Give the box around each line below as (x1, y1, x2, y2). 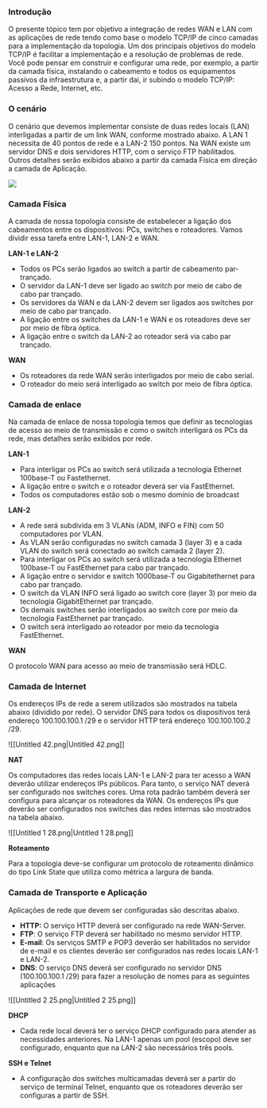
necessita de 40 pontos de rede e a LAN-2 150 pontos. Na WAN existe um (8, 138, 251, 148)
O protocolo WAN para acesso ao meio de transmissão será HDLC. (8, 662, 227, 671)
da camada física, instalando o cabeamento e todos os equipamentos (8, 67, 236, 76)
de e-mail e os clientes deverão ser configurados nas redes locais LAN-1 (19, 946, 258, 956)
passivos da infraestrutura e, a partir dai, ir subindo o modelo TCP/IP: (8, 75, 235, 85)
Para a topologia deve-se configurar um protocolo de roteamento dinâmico (8, 859, 254, 868)
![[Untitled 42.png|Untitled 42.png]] (8, 739, 125, 749)
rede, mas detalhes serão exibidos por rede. (8, 434, 153, 443)
